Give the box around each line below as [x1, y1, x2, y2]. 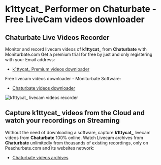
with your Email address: [5, 57, 55, 62]
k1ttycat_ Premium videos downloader [12, 66, 90, 72]
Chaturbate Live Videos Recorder [5, 33, 110, 42]
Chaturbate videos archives [12, 154, 69, 160]
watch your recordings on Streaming [5, 117, 120, 125]
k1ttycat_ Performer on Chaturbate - [5, 3, 157, 15]
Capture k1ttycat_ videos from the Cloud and [5, 109, 145, 117]
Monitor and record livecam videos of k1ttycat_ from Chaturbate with [5, 47, 147, 52]
